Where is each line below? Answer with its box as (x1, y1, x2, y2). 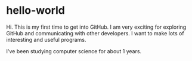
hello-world (6, 4, 66, 17)
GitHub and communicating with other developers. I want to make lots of (6, 29, 184, 36)
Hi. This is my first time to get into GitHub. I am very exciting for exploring (6, 23, 187, 30)
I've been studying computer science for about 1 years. (6, 47, 142, 54)
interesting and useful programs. (6, 36, 86, 43)
